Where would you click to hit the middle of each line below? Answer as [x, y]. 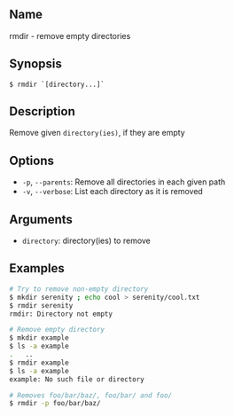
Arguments [41, 220]
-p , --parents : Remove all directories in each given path [124, 182]
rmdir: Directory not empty [61, 314]
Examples [37, 268]
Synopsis [35, 64]
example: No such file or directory [77, 379]
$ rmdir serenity [41, 305]
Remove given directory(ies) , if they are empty [97, 133]
